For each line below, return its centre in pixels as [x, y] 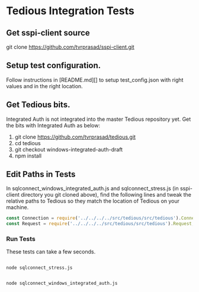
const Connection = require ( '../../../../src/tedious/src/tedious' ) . [94, 218]
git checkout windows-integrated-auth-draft [69, 149]
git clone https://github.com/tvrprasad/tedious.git [75, 137]
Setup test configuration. [54, 65]
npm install [28, 156]
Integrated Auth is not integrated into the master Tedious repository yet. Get [99, 119]
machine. [17, 207]
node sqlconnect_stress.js [39, 268]
